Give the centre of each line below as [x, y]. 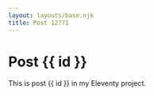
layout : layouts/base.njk [51, 15]
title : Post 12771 [38, 23]
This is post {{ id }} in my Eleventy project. [77, 83]
